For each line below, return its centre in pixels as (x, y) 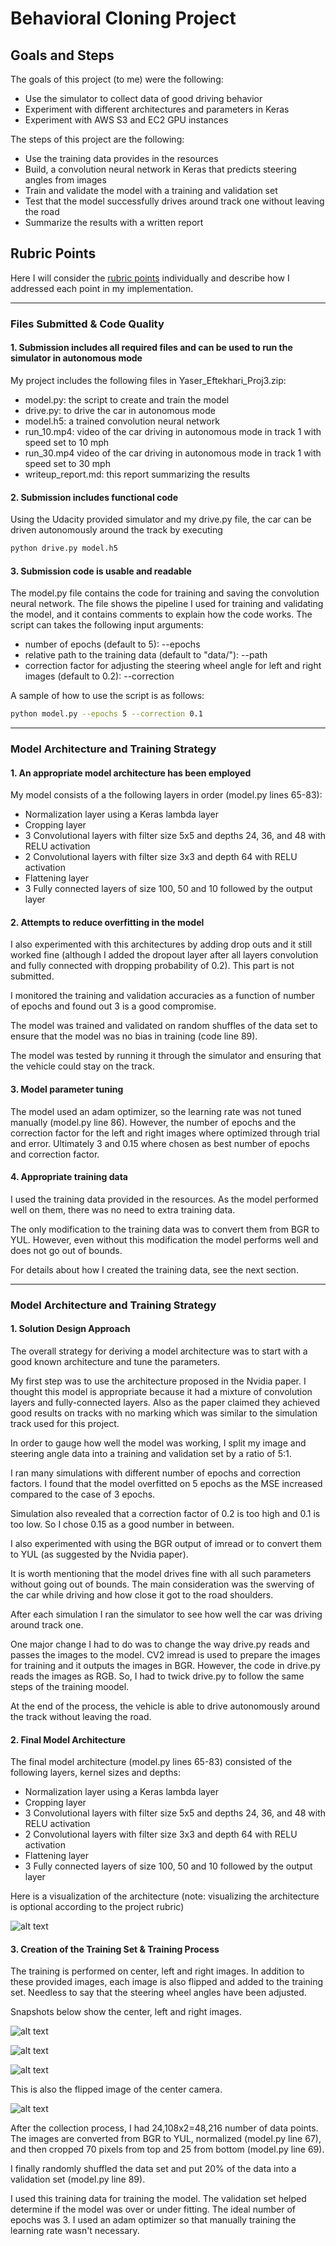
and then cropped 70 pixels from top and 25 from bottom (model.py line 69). (167, 2149)
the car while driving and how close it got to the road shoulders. (142, 1594)
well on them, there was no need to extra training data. (123, 1209)
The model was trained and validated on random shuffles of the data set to (164, 1026)
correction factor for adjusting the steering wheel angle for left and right (173, 666)
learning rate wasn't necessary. (75, 2231)
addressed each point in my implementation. (102, 288)
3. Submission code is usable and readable (101, 571)
